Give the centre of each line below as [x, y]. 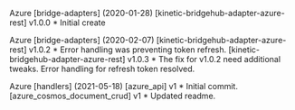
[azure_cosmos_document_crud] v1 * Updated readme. [113, 96]
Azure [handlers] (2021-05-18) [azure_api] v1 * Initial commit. [124, 86]
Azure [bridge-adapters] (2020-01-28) [81, 13]
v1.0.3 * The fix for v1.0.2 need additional [204, 59]
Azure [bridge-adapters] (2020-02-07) [82, 40]
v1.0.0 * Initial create [67, 23]
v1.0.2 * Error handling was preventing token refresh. [128, 50]
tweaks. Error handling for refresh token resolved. [102, 69]
